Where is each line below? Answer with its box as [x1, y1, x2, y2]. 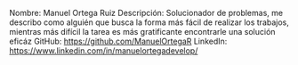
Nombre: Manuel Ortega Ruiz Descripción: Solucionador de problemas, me [9, 8, 283, 18]
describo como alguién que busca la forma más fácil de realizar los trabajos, [9, 17, 289, 28]
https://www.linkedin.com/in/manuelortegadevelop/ [9, 45, 198, 56]
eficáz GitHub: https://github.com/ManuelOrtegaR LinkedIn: [9, 36, 228, 46]
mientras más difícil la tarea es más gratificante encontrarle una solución [9, 27, 276, 37]
